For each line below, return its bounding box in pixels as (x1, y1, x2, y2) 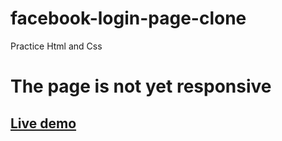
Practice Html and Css (10, 40, 103, 52)
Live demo (10, 115, 77, 132)
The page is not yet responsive (10, 75, 272, 98)
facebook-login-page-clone (10, 7, 247, 30)
